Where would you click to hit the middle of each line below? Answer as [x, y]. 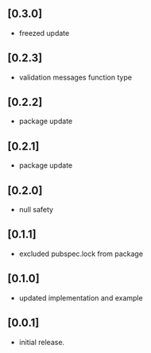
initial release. [42, 342]
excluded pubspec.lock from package [81, 254]
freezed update [44, 33]
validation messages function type [75, 77]
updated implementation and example [81, 297]
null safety [36, 210]
